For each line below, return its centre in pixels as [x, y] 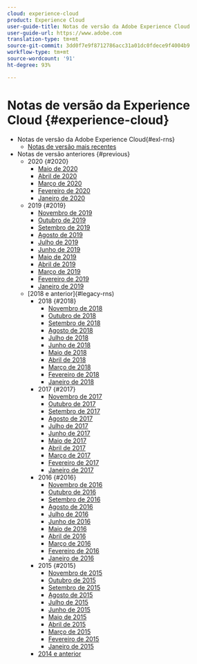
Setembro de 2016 [74, 499]
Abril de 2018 [67, 360]
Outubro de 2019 [62, 220]
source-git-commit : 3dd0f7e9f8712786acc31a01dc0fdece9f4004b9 [98, 46]
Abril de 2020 [57, 176]
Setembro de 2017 [74, 411]
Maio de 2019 [57, 257]
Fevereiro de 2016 [74, 551]
